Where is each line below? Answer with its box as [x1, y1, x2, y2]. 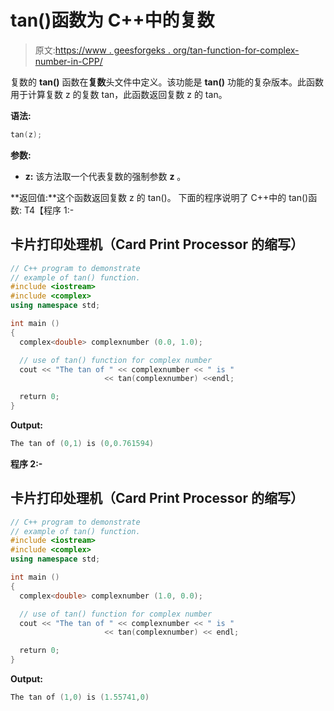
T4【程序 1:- [23, 204, 75, 216]
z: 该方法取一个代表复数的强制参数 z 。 [24, 170, 187, 182]
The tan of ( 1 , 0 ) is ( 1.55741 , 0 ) [10, 692, 150, 703]
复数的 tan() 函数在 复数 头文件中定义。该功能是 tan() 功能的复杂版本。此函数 [10, 76, 324, 88]
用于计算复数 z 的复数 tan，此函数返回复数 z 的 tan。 [10, 88, 228, 100]
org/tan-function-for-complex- [172, 44, 300, 56]
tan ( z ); [10, 129, 43, 140]
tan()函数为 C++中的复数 [10, 9, 215, 32]
